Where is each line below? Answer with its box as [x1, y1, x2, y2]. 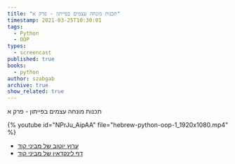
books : [7, 62, 27, 69]
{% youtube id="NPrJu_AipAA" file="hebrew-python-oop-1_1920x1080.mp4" [7, 121, 229, 129]
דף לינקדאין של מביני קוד [17, 149, 83, 158]
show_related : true [7, 88, 65, 95]
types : [7, 43, 27, 50]
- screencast [13, 50, 52, 57]
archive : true [7, 82, 49, 89]
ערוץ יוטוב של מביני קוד [17, 142, 79, 150]
